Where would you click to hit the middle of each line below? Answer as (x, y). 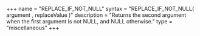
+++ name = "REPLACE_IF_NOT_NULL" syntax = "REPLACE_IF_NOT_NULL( (100, 9)
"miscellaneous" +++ (33, 28)
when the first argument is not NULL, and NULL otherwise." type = (90, 21)
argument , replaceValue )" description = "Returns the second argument (96, 15)
